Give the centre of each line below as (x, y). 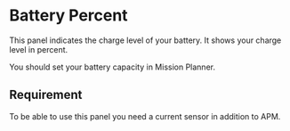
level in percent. (39, 49)
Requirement (46, 95)
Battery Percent (68, 16)
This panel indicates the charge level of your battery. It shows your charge (145, 40)
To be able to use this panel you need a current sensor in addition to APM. (145, 116)
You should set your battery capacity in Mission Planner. (113, 67)
